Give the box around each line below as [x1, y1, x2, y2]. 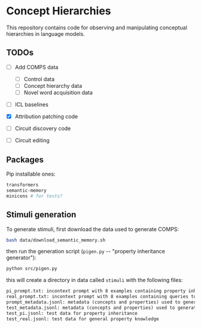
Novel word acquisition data [23, 88, 93, 96]
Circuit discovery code [14, 125, 71, 132]
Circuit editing [14, 137, 50, 144]
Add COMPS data [14, 63, 59, 70]
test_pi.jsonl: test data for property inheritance [6, 310, 138, 316]
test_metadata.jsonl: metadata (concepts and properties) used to [6, 305, 175, 311]
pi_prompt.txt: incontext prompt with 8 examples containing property [6, 288, 186, 294]
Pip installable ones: [6, 170, 56, 177]
